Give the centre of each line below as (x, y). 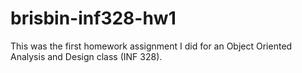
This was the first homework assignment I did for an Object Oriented (151, 46)
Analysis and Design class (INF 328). (86, 56)
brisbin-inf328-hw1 (93, 18)
